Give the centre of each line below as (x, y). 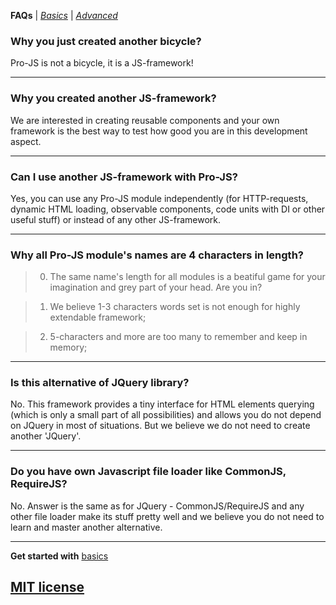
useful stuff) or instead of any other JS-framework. (116, 219)
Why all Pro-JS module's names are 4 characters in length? (157, 255)
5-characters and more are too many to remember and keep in (178, 337)
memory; (68, 347)
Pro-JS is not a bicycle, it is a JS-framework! (102, 63)
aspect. (26, 141)
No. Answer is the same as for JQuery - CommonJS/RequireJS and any (157, 506)
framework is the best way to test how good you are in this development (159, 131)
